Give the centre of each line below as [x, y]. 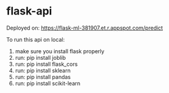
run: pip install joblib [40, 57]
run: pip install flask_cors [46, 64]
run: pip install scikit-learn [48, 83]
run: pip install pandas [43, 77]
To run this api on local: [36, 39]
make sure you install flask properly [60, 51]
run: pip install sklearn [43, 70]
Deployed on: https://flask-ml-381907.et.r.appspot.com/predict [84, 28]
